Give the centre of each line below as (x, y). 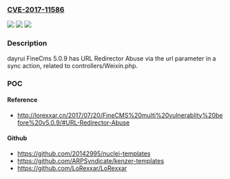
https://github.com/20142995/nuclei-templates (84, 154)
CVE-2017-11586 (36, 10)
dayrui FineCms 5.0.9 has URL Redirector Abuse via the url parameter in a (112, 58)
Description (27, 43)
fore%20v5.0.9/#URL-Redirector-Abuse (73, 123)
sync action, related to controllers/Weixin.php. (73, 65)
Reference (22, 100)
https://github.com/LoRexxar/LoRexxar (72, 168)
